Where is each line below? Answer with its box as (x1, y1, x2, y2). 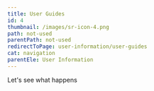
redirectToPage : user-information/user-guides (7, 43, 148, 50)
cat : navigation (7, 50, 55, 57)
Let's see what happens (7, 75, 78, 84)
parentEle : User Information (7, 56, 94, 63)
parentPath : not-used (7, 37, 72, 44)
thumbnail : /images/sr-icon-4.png (7, 23, 110, 30)
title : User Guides (7, 10, 65, 18)
